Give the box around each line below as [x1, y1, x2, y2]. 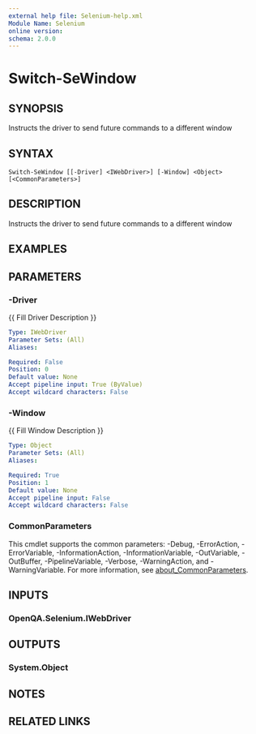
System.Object [8, 662, 69, 673]
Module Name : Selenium [8, 19, 85, 28]
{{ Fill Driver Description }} [8, 312, 97, 322]
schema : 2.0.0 [8, 34, 57, 43]
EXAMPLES [8, 243, 67, 256]
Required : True [8, 471, 60, 479]
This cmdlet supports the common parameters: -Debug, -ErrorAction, [8, 539, 241, 548]
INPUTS [8, 588, 49, 602]
